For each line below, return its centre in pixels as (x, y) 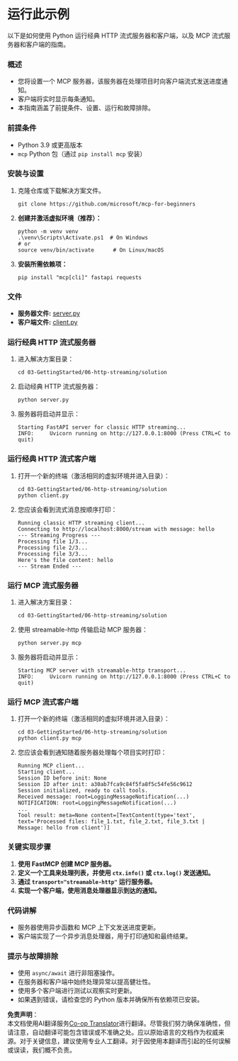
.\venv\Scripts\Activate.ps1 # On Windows (83, 237)
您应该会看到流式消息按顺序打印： (67, 509)
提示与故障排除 (33, 956)
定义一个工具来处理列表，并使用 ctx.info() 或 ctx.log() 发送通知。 (116, 872)
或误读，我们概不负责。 (41, 1050)
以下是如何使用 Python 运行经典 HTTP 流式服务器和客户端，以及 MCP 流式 (116, 35)
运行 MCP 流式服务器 (43, 585)
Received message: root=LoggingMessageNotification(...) (103, 797)
